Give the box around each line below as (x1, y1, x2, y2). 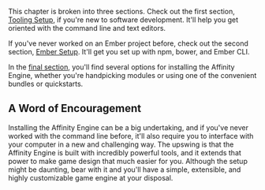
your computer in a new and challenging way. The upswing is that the (8, 140, 234, 149)
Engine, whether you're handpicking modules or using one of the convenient (8, 71, 257, 80)
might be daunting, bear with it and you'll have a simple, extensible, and (8, 165, 241, 174)
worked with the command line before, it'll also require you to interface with (8, 131, 254, 140)
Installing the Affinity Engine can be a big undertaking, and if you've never (8, 122, 248, 132)
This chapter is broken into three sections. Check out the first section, (8, 7, 235, 16)
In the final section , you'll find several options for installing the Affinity (8, 62, 235, 72)
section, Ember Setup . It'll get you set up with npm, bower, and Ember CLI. (8, 47, 250, 56)
